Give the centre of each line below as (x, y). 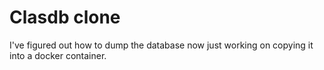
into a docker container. (58, 55)
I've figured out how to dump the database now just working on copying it (161, 45)
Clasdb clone (65, 17)
